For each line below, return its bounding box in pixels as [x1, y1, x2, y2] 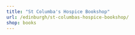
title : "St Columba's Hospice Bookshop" [6, 8, 111, 15]
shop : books [6, 20, 36, 26]
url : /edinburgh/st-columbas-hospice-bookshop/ [6, 14, 130, 20]
